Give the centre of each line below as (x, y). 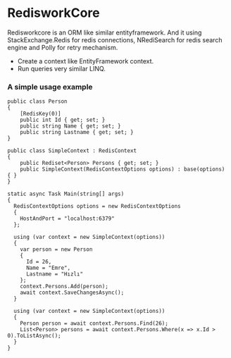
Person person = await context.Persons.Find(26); (94, 323)
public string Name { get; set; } (70, 126)
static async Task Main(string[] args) (66, 194)
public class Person (38, 101)
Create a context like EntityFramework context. (86, 61)
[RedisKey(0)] (40, 114)
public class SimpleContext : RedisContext (72, 151)
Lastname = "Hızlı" (54, 274)
